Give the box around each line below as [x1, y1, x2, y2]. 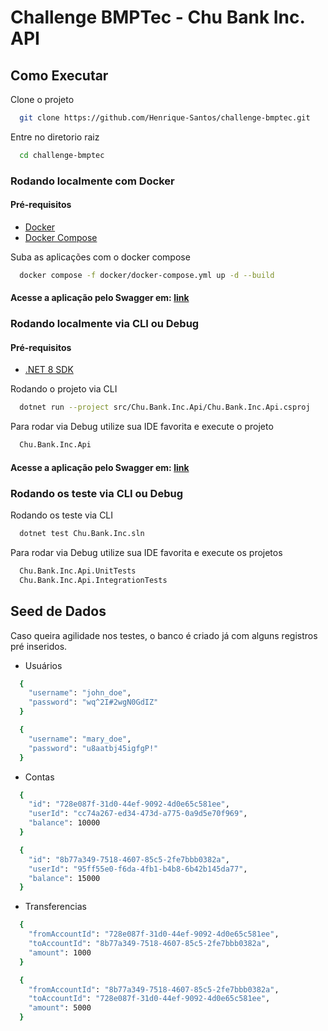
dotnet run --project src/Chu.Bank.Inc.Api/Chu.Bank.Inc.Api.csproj [19, 402, 311, 413]
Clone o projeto [10, 94, 75, 105]
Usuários [24, 659, 63, 671]
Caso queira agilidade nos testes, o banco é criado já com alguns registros [10, 629, 318, 641]
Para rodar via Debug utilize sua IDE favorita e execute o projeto [10, 421, 274, 433]
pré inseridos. [10, 640, 68, 652]
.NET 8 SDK [24, 364, 74, 376]
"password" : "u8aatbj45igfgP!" [28, 743, 159, 753]
